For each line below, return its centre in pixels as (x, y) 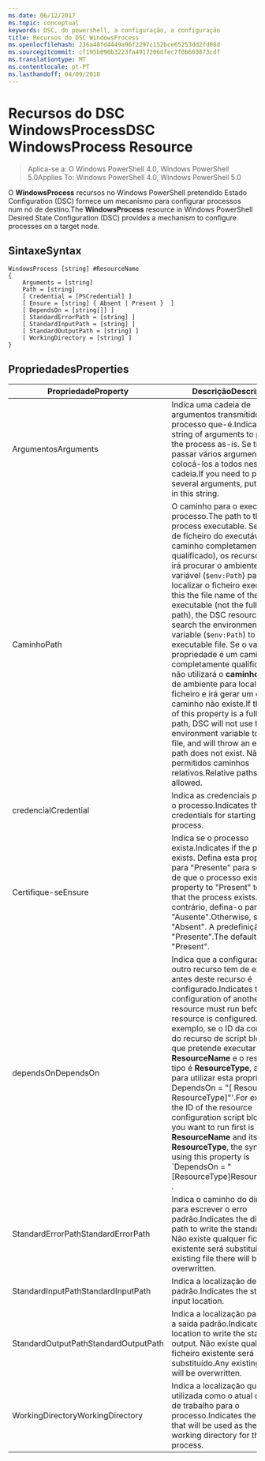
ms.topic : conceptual (44, 23)
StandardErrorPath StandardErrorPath (81, 1234)
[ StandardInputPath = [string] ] (79, 325)
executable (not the (208, 605)
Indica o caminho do (209, 1200)
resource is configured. (215, 1019)
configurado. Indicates (212, 990)
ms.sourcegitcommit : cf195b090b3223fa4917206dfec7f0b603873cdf (114, 52)
